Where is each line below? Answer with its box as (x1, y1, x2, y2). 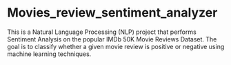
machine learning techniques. (7, 50, 92, 58)
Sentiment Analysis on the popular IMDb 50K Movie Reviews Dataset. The (7, 35, 217, 43)
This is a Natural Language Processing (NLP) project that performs (7, 28, 197, 36)
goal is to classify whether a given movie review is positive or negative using (7, 42, 225, 50)
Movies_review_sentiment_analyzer (7, 5, 218, 21)
